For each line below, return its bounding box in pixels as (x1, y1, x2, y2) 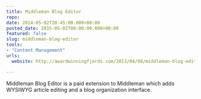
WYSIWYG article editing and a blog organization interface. (6, 86, 152, 93)
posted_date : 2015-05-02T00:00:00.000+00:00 (6, 25, 119, 31)
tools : (6, 42, 23, 48)
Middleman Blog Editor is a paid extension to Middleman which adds (6, 79, 175, 87)
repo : (6, 14, 20, 20)
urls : (6, 53, 20, 59)
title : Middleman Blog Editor (6, 8, 82, 15)
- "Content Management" (6, 47, 66, 53)
